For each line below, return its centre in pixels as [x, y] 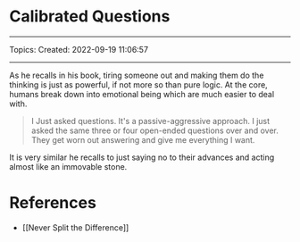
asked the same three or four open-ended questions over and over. [154, 130]
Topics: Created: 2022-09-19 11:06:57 [79, 49]
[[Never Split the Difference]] [75, 227]
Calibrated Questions [90, 17]
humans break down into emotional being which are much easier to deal [142, 94]
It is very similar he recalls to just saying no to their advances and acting [142, 157]
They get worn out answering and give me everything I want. [143, 139]
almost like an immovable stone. [68, 166]
